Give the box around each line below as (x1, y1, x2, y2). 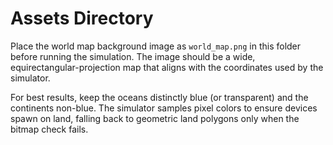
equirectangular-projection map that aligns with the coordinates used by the (10, 61, 324, 73)
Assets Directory (10, 7, 154, 30)
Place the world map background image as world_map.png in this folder (10, 40, 302, 52)
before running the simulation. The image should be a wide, (10, 50, 256, 62)
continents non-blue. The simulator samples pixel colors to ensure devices (10, 102, 318, 114)
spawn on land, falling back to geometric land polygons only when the (10, 112, 300, 124)
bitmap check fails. (10, 123, 89, 135)
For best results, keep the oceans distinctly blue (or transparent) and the (10, 91, 309, 103)
